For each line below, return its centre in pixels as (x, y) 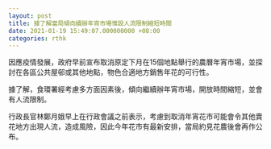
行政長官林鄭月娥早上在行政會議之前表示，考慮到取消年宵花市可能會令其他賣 (135, 117)
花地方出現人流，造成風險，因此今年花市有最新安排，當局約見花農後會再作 (132, 126)
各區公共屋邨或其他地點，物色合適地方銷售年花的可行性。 (118, 72)
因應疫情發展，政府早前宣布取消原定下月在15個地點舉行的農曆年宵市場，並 (132, 62)
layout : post (30, 16)
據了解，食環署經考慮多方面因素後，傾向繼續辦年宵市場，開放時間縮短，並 (132, 89)
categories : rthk (38, 38)
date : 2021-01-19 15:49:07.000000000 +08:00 (84, 31)
